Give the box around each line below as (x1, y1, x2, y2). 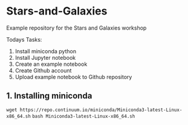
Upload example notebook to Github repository (15, 73, 132, 80)
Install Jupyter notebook (15, 54, 76, 61)
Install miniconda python (15, 47, 77, 55)
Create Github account (15, 66, 72, 74)
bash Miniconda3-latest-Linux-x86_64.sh (32, 113, 135, 119)
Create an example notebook (15, 60, 88, 68)
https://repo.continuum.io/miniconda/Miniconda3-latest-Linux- (19, 107, 183, 113)
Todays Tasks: (6, 36, 42, 43)
